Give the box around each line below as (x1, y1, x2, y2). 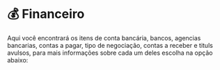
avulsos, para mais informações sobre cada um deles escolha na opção (7, 49, 213, 57)
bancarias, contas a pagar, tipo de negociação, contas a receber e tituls (7, 41, 214, 49)
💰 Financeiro (7, 6, 85, 22)
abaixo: (7, 55, 29, 64)
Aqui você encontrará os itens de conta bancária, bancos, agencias (7, 33, 201, 42)
